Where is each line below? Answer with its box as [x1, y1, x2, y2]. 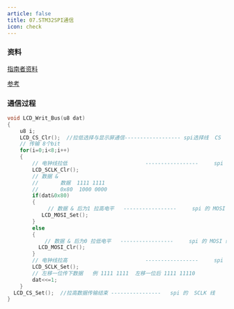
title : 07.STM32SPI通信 [7, 17, 75, 24]
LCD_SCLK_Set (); [32, 264, 79, 271]
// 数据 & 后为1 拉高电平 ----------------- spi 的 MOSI [47, 205, 226, 212]
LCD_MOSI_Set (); [41, 212, 89, 219]
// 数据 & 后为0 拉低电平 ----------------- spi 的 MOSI [44, 237, 223, 244]
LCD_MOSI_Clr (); [38, 244, 86, 251]
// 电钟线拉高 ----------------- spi [32, 257, 224, 264]
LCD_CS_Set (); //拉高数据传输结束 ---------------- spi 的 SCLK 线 [13, 290, 215, 296]
